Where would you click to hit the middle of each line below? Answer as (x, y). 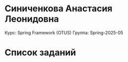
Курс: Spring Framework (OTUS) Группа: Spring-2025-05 (64, 32)
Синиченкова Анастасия (59, 9)
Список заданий (40, 53)
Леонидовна (32, 19)
